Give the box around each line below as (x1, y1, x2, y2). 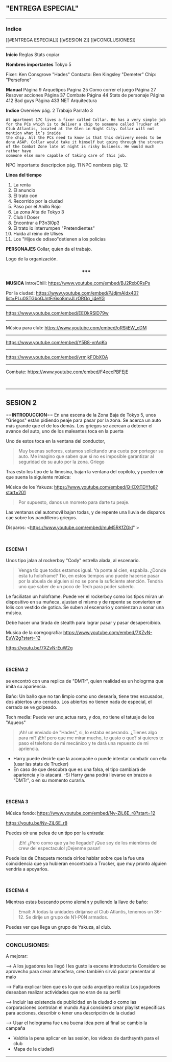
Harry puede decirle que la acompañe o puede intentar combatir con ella (13, 755, 167, 761)
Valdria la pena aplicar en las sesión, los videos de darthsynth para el (13, 1035, 159, 1041)
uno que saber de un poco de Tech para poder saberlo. (18, 584, 135, 590)
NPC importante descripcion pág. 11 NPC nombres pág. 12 (6, 162, 128, 168)
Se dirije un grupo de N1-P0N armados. (26, 914, 109, 921)
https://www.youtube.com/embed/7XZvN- (63, 630, 153, 636)
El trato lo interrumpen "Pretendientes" (13, 225, 95, 231)
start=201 (6, 490, 26, 496)
